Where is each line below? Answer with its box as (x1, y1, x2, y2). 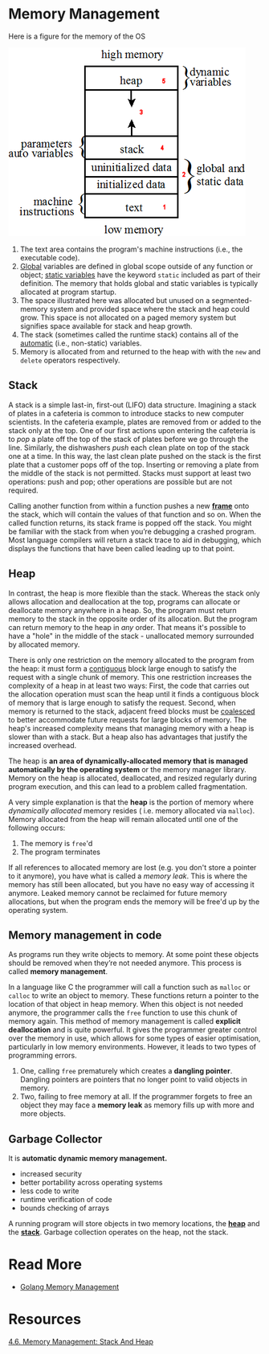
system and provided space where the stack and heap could (49, 304, 251, 313)
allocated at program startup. (19, 287, 117, 297)
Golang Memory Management (19, 1282, 120, 1292)
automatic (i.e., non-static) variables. (19, 338, 142, 348)
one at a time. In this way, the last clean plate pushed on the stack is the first (8, 451, 262, 460)
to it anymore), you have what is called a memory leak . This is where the (8, 871, 247, 881)
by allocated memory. (8, 640, 80, 649)
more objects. (19, 1109, 66, 1119)
